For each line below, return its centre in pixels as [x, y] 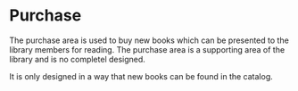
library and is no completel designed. [77, 59]
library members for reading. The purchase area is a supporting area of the [147, 49]
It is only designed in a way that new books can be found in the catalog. [141, 76]
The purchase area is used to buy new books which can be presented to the [149, 40]
